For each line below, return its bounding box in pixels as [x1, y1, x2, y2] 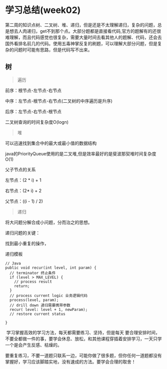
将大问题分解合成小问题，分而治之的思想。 [5, 219, 92, 225]
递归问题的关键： [5, 229, 40, 236]
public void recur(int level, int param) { [5, 265, 97, 270]
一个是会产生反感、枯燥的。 [5, 342, 62, 348]
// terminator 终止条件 [9, 270, 56, 276]
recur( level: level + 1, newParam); [9, 307, 88, 312]
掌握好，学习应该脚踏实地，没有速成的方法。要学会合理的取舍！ [5, 359, 136, 365]
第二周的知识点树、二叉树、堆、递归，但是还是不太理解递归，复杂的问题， [5, 22, 158, 28]
